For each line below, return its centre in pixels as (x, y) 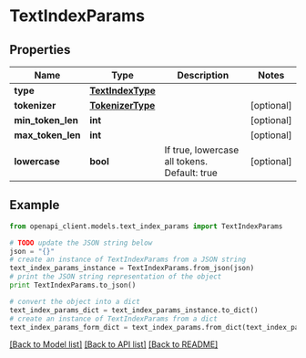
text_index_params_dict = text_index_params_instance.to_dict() (134, 310)
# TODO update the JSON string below (81, 243)
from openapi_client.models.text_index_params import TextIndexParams (146, 226)
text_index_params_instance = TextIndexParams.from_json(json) (132, 268)
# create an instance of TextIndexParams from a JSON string (128, 260)
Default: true (191, 173)
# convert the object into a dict (75, 301)
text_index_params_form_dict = (69, 327)
